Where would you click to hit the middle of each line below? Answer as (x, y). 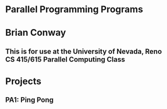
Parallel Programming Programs (74, 9)
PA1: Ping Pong (29, 100)
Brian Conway (36, 33)
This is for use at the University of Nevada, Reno (84, 51)
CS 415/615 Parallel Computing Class (65, 59)
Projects (23, 81)
